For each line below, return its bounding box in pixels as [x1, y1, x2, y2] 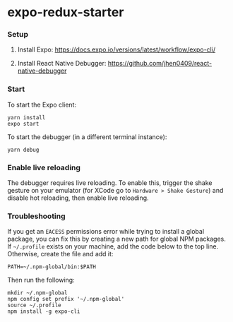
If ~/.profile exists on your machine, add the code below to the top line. [7, 242, 219, 251]
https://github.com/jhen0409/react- [107, 59, 213, 68]
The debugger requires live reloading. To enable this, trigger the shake [7, 179, 213, 187]
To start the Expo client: [7, 100, 76, 109]
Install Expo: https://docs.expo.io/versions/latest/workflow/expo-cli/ [17, 45, 216, 54]
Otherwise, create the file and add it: [7, 250, 114, 258]
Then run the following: [7, 276, 76, 285]
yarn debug [7, 146, 40, 153]
